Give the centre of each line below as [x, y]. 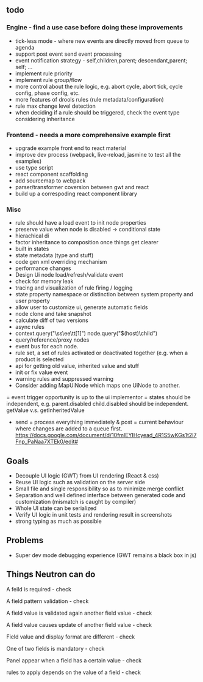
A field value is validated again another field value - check [79, 613]
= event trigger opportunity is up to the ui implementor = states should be [98, 397]
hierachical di [32, 236]
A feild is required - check [39, 589]
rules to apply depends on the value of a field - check [74, 672]
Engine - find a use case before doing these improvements [94, 28]
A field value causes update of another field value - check [79, 624]
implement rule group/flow [48, 80]
